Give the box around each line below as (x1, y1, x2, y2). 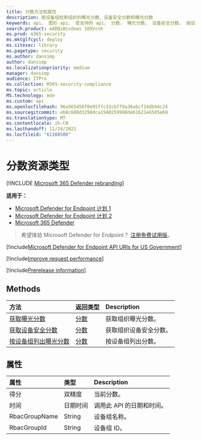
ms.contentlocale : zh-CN (6, 121, 69, 127)
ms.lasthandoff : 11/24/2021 (6, 126, 77, 132)
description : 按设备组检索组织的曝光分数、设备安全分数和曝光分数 (6, 14, 153, 20)
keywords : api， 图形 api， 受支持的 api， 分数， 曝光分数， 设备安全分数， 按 (6, 20, 191, 26)
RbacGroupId (9, 424, 47, 432)
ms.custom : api (6, 98, 44, 104)
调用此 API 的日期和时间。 (94, 402, 167, 410)
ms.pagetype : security (6, 48, 63, 54)
